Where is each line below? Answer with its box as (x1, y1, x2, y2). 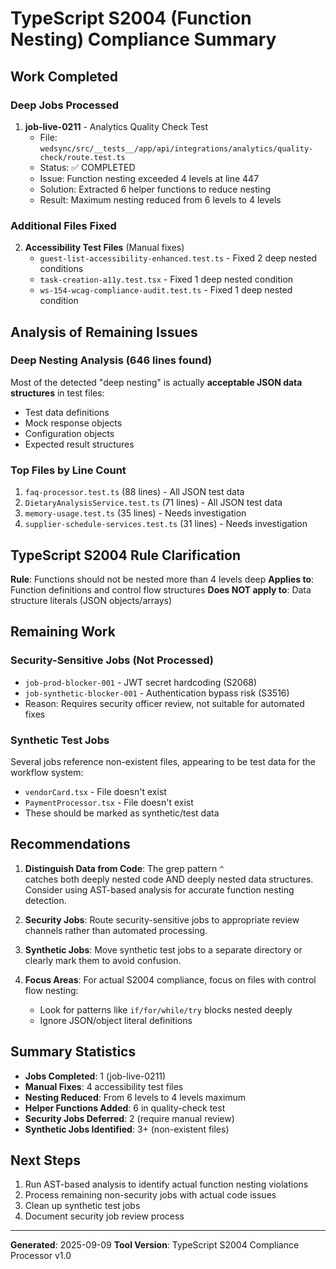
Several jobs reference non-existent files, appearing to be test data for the (10, 755, 316, 767)
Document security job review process (24, 1210, 185, 1222)
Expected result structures (24, 438, 135, 450)
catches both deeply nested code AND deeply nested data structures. (24, 873, 314, 885)
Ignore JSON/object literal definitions (39, 1014, 193, 1026)
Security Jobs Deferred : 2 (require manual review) (24, 1112, 235, 1124)
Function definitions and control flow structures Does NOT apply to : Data (10, 583, 312, 596)
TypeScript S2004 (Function (10, 7, 252, 30)
